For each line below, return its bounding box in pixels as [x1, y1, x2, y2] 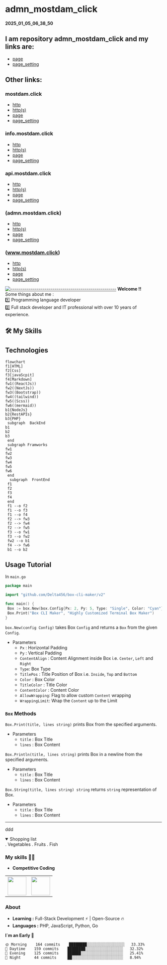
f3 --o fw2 [7, 534, 30, 539]
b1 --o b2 [7, 547, 28, 552]
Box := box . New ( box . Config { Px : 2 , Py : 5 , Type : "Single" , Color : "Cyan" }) [7, 606, 166, 611]
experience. [5, 312, 30, 318]
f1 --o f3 [7, 508, 28, 513]
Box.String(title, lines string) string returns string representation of [5, 786, 157, 792]
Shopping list [9, 836, 37, 842]
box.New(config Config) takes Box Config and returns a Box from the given [5, 624, 158, 630]
